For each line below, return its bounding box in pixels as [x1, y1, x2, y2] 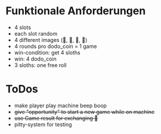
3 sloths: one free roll [14, 61, 67, 69]
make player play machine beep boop [14, 102, 107, 109]
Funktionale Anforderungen [5, 4, 146, 18]
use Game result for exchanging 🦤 [14, 114, 98, 122]
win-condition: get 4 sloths [14, 49, 81, 56]
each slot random [14, 30, 58, 37]
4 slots [14, 24, 31, 31]
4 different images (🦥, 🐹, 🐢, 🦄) [14, 36, 88, 43]
